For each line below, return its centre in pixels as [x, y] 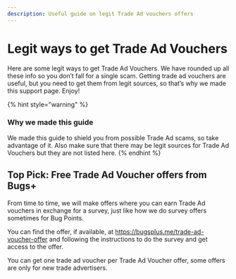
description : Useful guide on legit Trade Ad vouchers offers [100, 14]
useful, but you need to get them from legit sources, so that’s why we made [117, 83]
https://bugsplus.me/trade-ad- [160, 231]
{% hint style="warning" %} [48, 104]
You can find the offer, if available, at [61, 231]
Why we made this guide [50, 123]
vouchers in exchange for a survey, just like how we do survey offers [107, 210]
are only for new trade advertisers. [57, 268]
